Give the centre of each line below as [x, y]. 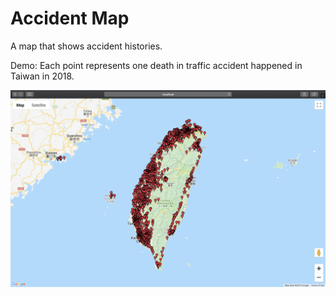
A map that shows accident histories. [86, 46]
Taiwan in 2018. [42, 76]
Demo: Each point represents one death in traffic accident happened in [156, 65]
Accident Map [70, 18]
